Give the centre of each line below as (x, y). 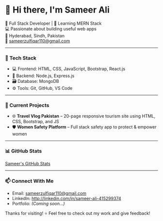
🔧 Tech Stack (21, 58)
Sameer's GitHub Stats (28, 163)
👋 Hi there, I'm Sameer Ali (57, 10)
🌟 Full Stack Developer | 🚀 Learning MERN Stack (53, 23)
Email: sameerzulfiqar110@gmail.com (49, 193)
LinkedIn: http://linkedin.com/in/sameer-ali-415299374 (66, 199)
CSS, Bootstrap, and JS (35, 121)
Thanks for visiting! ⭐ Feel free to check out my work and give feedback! (78, 213)
